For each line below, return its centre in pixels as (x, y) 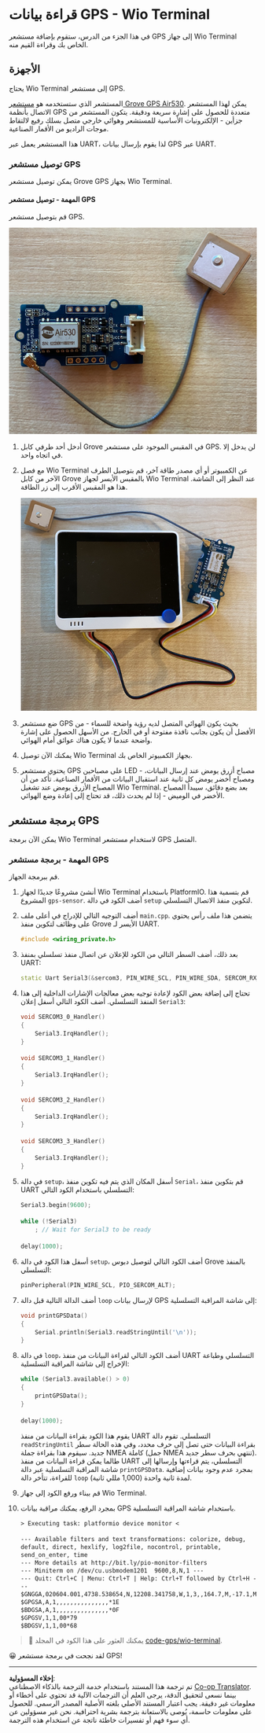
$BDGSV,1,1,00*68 (49, 1625)
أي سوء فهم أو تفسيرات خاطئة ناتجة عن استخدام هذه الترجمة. (100, 1720)
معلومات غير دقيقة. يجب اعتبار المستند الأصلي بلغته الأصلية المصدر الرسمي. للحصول (132, 1703)
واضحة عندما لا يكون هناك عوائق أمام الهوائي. (86, 740)
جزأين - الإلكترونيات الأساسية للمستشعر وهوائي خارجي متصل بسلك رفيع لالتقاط (126, 120)
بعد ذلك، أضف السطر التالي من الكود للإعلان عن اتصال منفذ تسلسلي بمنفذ (129, 955)
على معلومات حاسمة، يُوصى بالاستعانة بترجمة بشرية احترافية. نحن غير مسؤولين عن (131, 1711)
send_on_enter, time (54, 1555)
